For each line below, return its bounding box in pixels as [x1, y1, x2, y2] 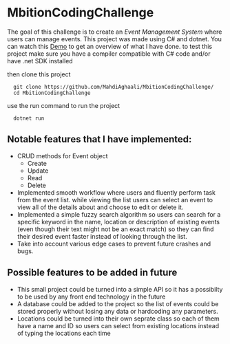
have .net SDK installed [7, 56, 74, 65]
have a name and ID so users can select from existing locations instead [17, 321, 219, 330]
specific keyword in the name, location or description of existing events [17, 217, 220, 226]
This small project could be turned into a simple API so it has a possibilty [17, 285, 223, 293]
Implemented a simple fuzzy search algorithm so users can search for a [17, 210, 221, 218]
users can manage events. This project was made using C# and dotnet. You [7, 34, 222, 43]
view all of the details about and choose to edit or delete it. [17, 203, 184, 211]
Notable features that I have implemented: [7, 133, 192, 145]
